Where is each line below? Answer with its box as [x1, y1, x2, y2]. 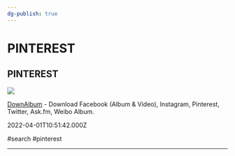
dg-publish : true [7, 10, 58, 17]
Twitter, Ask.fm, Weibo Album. [7, 107, 94, 115]
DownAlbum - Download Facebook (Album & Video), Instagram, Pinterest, [7, 99, 220, 108]
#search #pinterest [7, 134, 62, 143]
